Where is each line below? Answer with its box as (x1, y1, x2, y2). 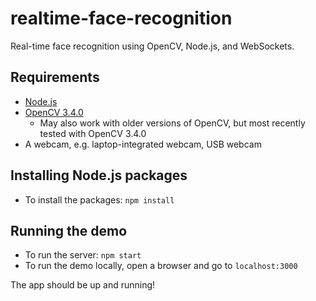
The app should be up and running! (10, 279, 156, 291)
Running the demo (10, 222, 128, 239)
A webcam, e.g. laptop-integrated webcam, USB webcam (24, 138, 262, 150)
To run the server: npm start (24, 249, 142, 261)
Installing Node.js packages (10, 167, 188, 184)
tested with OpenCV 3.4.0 (39, 127, 147, 139)
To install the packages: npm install (24, 193, 175, 206)
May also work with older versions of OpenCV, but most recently (39, 117, 306, 129)
